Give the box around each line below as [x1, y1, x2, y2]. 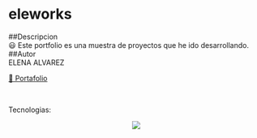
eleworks [8, 5, 72, 24]
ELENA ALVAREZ [8, 58, 65, 67]
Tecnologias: [8, 105, 51, 114]
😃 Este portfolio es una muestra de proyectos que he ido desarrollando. [8, 40, 250, 50]
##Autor [8, 49, 36, 58]
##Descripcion [8, 32, 58, 41]
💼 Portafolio [8, 73, 48, 83]
